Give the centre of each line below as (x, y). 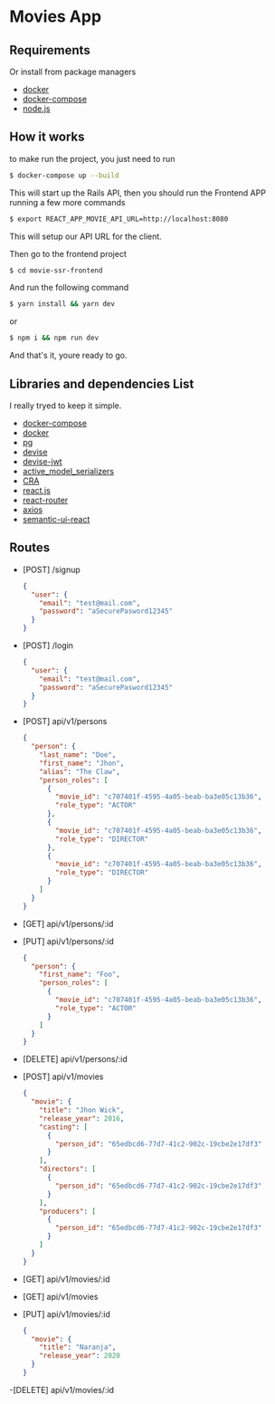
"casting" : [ (64, 1127)
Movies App (56, 17)
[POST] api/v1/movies (63, 1077)
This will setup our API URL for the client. (86, 236)
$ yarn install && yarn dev (62, 304)
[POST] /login (48, 645)
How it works (47, 137)
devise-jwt (42, 462)
